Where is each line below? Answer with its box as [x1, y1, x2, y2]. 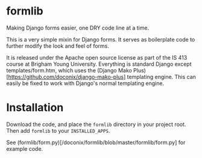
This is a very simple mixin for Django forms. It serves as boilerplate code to [6, 36, 195, 43]
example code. [6, 145, 43, 152]
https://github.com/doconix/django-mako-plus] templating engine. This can [8, 73, 196, 80]
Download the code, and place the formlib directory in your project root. [6, 121, 186, 128]
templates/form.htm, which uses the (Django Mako [6, 66, 133, 74]
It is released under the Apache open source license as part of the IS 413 [6, 54, 188, 61]
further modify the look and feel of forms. [6, 42, 110, 49]
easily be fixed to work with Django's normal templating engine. [6, 80, 165, 87]
